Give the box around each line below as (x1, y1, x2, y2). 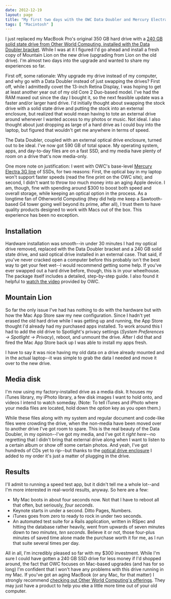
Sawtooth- (140, 196, 163, 202)
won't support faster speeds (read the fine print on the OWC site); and (5, 174, 153, 180)
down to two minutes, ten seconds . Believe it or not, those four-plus (12, 529, 155, 535)
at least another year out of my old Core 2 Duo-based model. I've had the (5, 89, 159, 95)
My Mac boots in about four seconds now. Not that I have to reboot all (12, 496, 159, 502)
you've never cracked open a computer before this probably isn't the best (5, 257, 160, 263)
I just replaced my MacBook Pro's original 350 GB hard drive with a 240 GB (5, 36, 163, 42)
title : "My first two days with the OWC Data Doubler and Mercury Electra (5, 17, 167, 22)
